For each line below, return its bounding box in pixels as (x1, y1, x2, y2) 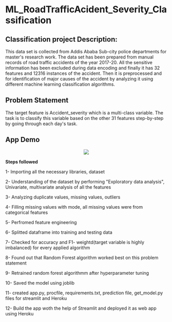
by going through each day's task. (5, 120, 78, 127)
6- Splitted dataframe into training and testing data (5, 229, 113, 235)
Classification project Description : (5, 35, 118, 44)
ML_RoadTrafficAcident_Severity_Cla (5, 4, 167, 15)
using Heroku (5, 310, 34, 316)
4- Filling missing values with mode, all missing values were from (5, 204, 143, 210)
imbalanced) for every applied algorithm (5, 245, 90, 251)
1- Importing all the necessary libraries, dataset (5, 168, 105, 175)
